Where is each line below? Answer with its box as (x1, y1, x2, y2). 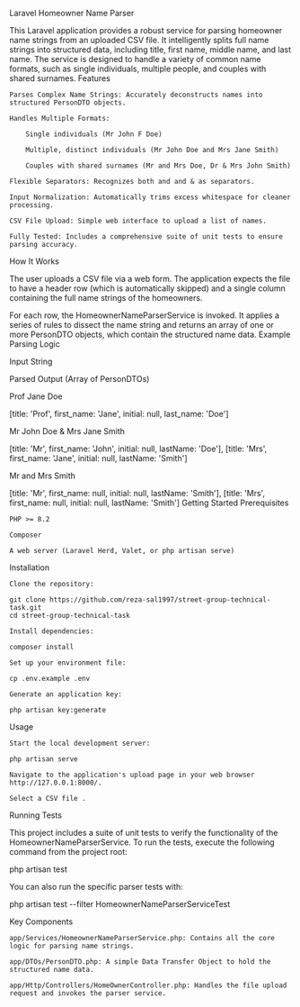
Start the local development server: (9, 739, 151, 748)
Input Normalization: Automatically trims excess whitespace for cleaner (9, 193, 292, 202)
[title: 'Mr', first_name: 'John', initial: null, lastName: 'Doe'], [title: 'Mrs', (9, 443, 268, 454)
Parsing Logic (9, 339, 60, 349)
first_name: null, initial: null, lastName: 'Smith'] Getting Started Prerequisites (9, 497, 289, 508)
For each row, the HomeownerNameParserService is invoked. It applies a (9, 310, 280, 321)
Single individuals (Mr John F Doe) (25, 130, 163, 139)
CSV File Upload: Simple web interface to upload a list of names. (9, 216, 268, 225)
